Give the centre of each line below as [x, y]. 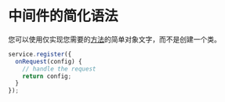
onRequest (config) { [49, 61]
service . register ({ [40, 54]
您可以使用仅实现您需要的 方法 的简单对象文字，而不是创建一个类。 [114, 39]
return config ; [47, 76]
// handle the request [59, 69]
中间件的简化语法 [64, 16]
